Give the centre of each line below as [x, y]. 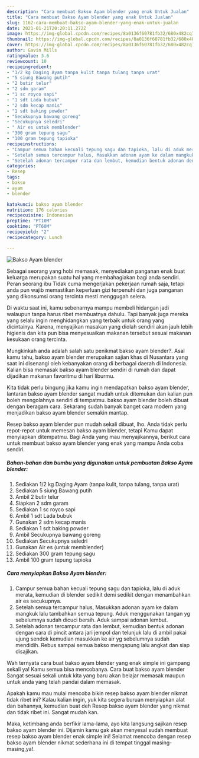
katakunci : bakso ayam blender [45, 204]
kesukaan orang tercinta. [37, 339]
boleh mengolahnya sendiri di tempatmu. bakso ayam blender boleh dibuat [98, 400]
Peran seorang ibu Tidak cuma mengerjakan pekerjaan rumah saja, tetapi [96, 284]
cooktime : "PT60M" [29, 227]
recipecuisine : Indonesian [40, 215]
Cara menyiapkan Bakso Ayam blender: [57, 574]
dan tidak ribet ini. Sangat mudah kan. [53, 712]
